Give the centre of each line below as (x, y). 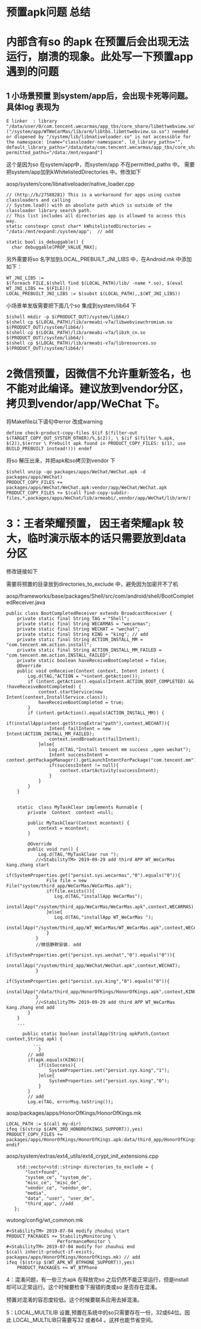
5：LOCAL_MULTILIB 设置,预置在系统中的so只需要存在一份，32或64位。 (95, 1313)
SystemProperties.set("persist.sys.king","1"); (109, 1071)
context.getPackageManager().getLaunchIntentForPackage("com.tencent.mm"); (103, 760)
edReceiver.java (26, 603)
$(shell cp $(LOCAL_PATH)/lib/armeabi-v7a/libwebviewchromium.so (89, 322)
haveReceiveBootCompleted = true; (81, 703)
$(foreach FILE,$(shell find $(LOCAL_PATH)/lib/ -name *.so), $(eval (95, 283)
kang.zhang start (28, 865)
